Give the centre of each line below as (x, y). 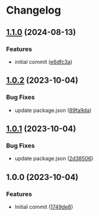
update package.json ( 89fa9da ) (53, 110)
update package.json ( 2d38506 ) (54, 159)
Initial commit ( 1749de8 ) (44, 207)
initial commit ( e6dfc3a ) (43, 62)
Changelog (34, 10)
